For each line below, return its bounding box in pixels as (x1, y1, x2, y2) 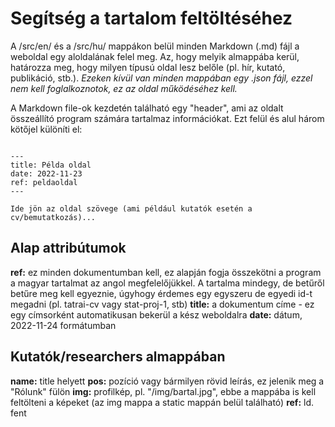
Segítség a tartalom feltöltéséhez (10, 7, 293, 30)
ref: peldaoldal (10, 177, 78, 187)
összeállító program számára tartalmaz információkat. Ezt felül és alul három (10, 112, 325, 124)
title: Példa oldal (10, 160, 92, 170)
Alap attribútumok (10, 240, 127, 257)
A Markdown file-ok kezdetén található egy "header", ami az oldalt (10, 102, 284, 114)
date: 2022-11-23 (10, 168, 83, 179)
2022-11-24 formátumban (10, 319, 117, 331)
